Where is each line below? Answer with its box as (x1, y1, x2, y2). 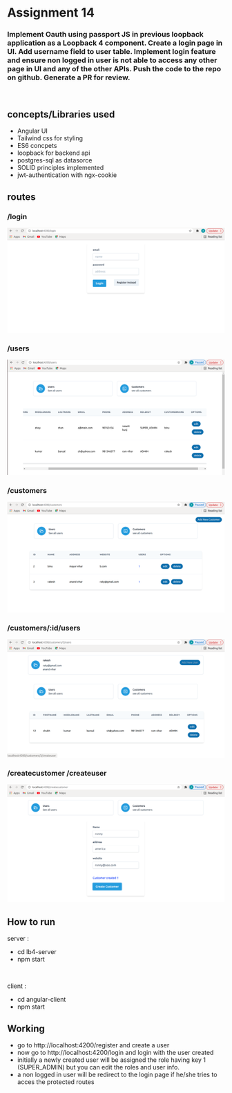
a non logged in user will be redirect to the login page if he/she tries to (17, 1070, 217, 1078)
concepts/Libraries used (7, 109, 115, 120)
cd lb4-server (17, 948, 57, 956)
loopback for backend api (17, 149, 90, 157)
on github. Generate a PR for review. (7, 73, 130, 82)
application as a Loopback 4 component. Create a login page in (7, 38, 223, 48)
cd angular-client (17, 996, 66, 1004)
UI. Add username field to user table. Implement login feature (7, 47, 216, 57)
